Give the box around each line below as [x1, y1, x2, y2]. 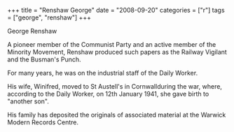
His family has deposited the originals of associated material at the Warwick [7, 111, 226, 119]
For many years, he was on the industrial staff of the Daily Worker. [7, 69, 198, 77]
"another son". [7, 97, 49, 105]
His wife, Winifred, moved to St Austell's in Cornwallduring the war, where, [7, 82, 223, 90]
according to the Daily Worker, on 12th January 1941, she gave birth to [7, 90, 209, 98]
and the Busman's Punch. [7, 55, 82, 64]
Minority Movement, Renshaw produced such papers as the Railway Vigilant [7, 48, 228, 56]
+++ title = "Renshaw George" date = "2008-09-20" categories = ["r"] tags [7, 6, 226, 14]
